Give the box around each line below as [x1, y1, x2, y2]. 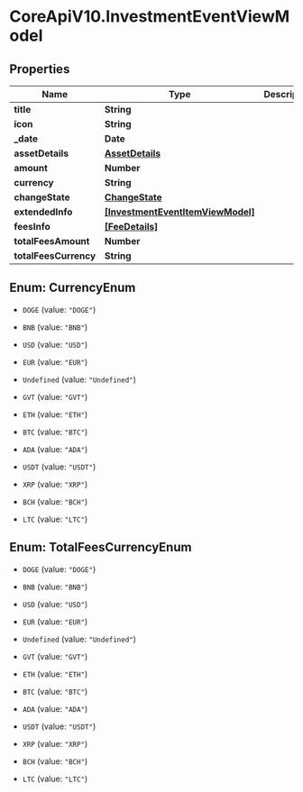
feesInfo [14, 221, 51, 232]
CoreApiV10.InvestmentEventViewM [9, 6, 290, 27]
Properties [9, 61, 70, 77]
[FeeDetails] [104, 221, 159, 232]
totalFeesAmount [14, 235, 90, 247]
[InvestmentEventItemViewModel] [104, 205, 255, 218]
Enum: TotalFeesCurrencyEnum [9, 540, 192, 555]
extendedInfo [14, 205, 73, 218]
